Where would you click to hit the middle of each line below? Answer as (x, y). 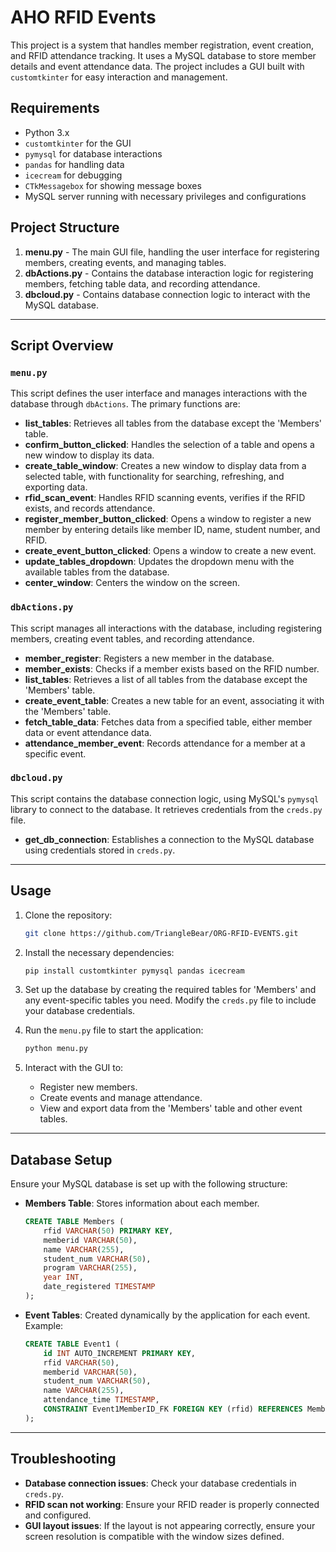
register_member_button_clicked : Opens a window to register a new (168, 519)
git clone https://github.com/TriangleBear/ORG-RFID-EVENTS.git (161, 933)
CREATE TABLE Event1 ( (72, 1344)
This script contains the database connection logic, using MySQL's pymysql (165, 798)
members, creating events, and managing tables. (125, 262)
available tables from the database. (97, 572)
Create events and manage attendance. (121, 1098)
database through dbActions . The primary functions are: (125, 404)
